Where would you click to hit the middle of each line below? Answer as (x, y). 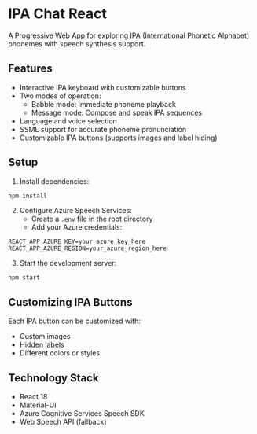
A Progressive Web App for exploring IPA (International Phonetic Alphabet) (129, 35)
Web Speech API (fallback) (63, 421)
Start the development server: (68, 263)
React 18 (33, 396)
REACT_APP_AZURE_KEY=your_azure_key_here (77, 242)
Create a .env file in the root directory (92, 219)
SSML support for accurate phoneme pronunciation (103, 129)
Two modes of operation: (60, 96)
